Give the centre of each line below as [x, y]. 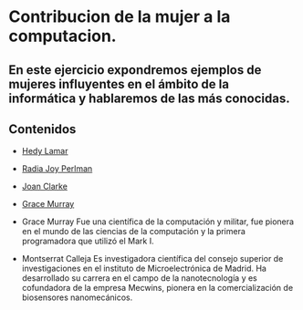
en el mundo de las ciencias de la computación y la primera [133, 232]
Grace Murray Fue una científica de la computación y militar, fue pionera [157, 222]
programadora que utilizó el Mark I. [88, 241]
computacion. [63, 36]
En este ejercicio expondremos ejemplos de [135, 70]
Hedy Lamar [45, 151]
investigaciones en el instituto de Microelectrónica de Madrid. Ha [144, 269]
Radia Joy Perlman [57, 169]
